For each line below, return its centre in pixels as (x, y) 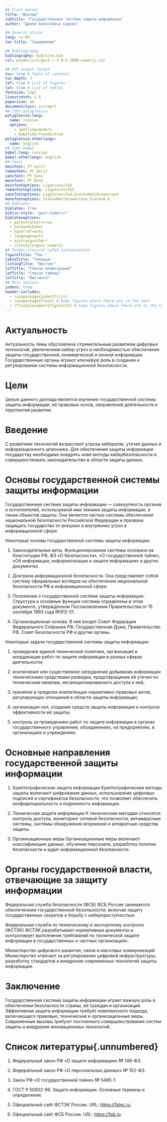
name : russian (24, 120)
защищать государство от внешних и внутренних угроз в (66, 525)
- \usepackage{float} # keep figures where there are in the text (80, 301)
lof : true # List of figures (35, 83)
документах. (26, 566)
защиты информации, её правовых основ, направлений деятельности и (82, 404)
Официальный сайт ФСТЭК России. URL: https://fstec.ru (71, 1105)
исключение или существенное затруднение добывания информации (86, 672)
